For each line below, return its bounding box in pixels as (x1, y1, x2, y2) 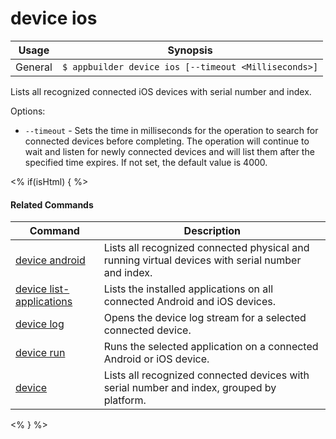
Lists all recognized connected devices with (103, 368, 310, 382)
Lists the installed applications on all (103, 282, 274, 296)
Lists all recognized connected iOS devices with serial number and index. (10, 85, 312, 97)
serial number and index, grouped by (103, 381, 277, 395)
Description (183, 224, 242, 238)
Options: (10, 105, 46, 117)
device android (15, 253, 86, 267)
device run (15, 346, 66, 360)
